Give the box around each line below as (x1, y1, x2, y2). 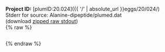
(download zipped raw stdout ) (5, 18, 78, 24)
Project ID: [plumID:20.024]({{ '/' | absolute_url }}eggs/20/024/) (5, 6, 160, 12)
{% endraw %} (5, 40, 42, 47)
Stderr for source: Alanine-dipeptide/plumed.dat (5, 12, 122, 18)
